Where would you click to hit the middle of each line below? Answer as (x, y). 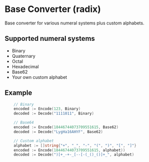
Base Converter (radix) (53, 9)
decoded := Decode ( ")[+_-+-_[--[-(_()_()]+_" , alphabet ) (74, 155)
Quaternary (24, 56)
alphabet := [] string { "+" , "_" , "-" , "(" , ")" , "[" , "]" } (75, 146)
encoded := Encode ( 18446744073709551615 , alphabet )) (70, 150)
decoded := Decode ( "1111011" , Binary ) (54, 114)
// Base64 (24, 123)
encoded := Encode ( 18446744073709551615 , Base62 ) (66, 127)
